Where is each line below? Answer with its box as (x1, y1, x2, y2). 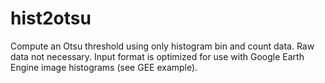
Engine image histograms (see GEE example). (10, 61, 198, 73)
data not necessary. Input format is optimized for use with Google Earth (10, 50, 305, 62)
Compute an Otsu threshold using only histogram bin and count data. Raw (10, 40, 315, 52)
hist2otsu (10, 7, 92, 30)
